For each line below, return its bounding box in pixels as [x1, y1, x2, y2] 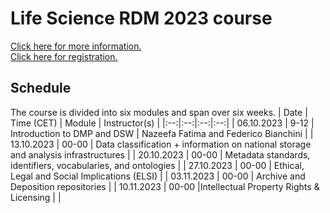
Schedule [10, 80, 72, 97]
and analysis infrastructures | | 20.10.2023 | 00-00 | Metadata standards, [10, 148, 311, 161]
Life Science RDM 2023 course [10, 7, 273, 30]
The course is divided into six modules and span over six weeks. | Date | [10, 106, 308, 118]
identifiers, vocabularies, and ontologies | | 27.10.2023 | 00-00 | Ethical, [10, 159, 305, 171]
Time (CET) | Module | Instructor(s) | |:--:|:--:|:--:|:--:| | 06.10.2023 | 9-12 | [10, 117, 315, 129]
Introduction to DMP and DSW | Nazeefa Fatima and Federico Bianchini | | [10, 127, 314, 139]
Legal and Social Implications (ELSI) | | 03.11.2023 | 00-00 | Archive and [10, 170, 306, 182]
